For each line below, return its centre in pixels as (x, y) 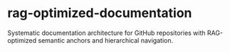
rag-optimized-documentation (100, 13)
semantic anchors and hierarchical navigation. (105, 40)
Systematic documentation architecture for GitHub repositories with (106, 33)
